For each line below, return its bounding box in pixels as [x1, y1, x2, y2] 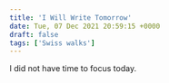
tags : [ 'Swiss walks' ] [9, 38, 95, 48]
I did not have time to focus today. [9, 63, 137, 74]
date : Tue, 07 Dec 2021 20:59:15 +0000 [9, 22, 161, 31]
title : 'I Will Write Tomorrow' [9, 13, 132, 23]
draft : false [9, 30, 59, 39]
